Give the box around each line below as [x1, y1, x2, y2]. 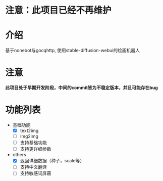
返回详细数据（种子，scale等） [20, 158, 85, 164]
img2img [20, 133, 39, 140]
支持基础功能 [20, 140, 47, 146]
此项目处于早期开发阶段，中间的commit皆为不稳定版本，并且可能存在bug [5, 84, 158, 91]
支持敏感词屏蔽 [20, 170, 51, 176]
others [12, 152, 26, 158]
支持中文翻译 [20, 164, 47, 170]
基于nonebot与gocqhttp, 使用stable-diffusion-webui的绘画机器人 [5, 48, 140, 54]
